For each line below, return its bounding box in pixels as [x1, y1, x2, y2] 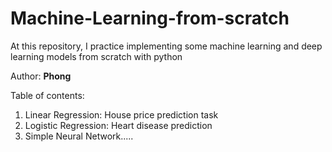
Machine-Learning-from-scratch [10, 7, 290, 30]
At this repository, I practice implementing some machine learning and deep [10, 40, 323, 52]
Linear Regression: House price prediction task [24, 108, 219, 121]
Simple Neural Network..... [24, 130, 134, 142]
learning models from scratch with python [10, 50, 183, 62]
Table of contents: [10, 89, 85, 101]
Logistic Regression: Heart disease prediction [24, 119, 213, 131]
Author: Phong [10, 70, 72, 82]
